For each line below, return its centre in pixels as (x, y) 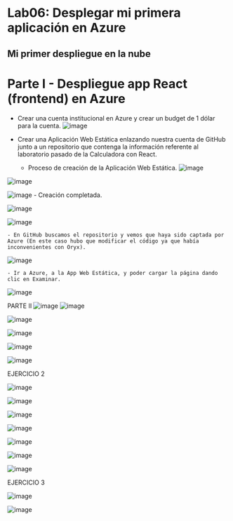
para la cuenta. (39, 126)
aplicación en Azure (67, 28)
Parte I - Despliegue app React (98, 84)
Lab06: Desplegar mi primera (94, 13)
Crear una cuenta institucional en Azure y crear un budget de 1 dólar (116, 118)
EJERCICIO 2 (26, 374)
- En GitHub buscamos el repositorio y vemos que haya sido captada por (116, 235)
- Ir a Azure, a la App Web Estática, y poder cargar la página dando (113, 273)
